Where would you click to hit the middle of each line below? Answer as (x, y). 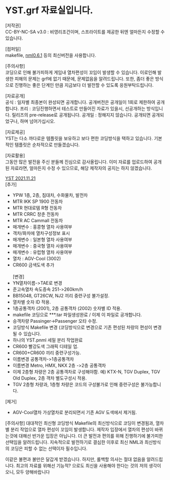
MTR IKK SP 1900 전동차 (38, 201)
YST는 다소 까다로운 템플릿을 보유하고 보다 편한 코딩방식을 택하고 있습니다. (79, 138)
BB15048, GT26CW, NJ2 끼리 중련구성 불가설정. (61, 295)
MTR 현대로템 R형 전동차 (37, 208)
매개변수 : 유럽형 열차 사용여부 (42, 252)
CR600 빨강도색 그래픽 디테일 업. (45, 346)
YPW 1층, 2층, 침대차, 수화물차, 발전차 (50, 195)
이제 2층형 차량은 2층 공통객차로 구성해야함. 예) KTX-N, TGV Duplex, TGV (86, 371)
